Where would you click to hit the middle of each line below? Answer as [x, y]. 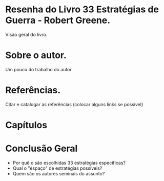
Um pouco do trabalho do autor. [39, 69]
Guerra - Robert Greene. [58, 20]
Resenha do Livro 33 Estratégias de [82, 9]
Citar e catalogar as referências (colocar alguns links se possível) [74, 104]
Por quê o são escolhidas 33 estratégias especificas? [69, 163]
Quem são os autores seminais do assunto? [59, 173]
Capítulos [26, 125]
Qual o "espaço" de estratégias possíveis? [57, 168]
